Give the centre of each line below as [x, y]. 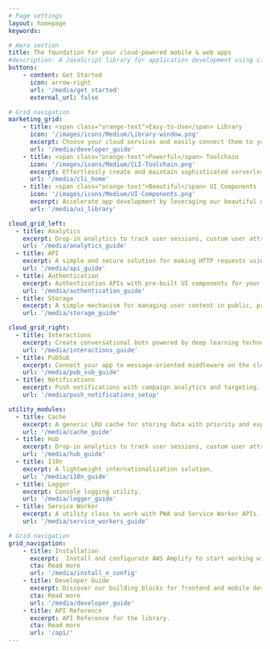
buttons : [23, 68]
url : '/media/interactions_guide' [80, 350]
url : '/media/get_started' [75, 90]
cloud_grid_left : [37, 223]
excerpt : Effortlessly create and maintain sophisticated [129, 172]
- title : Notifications [55, 380]
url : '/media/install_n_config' [84, 573]
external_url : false [64, 97]
